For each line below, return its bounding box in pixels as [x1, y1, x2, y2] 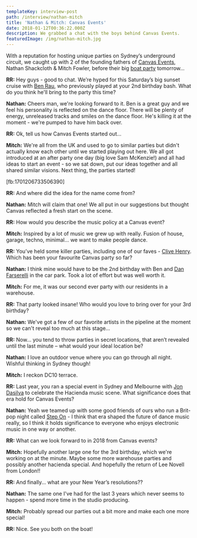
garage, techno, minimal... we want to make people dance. [6, 236, 148, 243]
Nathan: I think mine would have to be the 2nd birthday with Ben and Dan [6, 266, 184, 272]
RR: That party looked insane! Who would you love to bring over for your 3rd [6, 301, 191, 308]
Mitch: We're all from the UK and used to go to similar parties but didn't [6, 142, 179, 148]
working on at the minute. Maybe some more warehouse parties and [6, 455, 172, 461]
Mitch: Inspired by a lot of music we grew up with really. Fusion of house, [6, 230, 184, 237]
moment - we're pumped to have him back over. [6, 119, 122, 126]
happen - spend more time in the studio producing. [6, 496, 130, 503]
